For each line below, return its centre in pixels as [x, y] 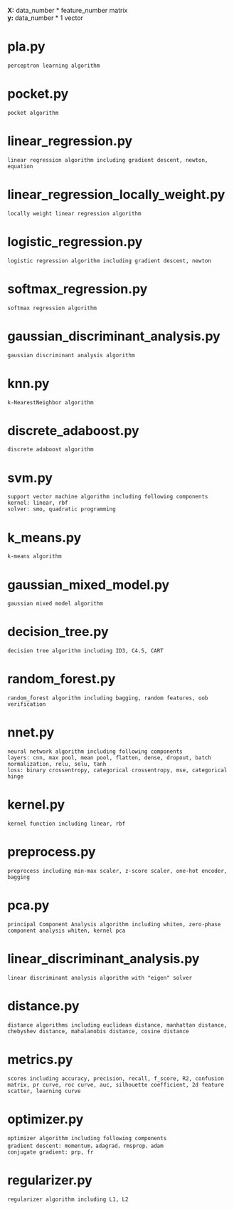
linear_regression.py [70, 141]
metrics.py [40, 1059]
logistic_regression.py [75, 241]
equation [20, 166]
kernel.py [36, 805]
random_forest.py [62, 679]
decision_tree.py [58, 632]
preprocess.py [52, 852]
